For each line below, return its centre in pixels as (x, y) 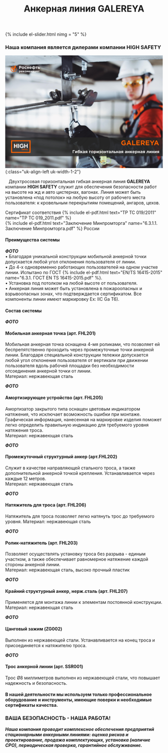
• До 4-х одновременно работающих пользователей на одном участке (82, 267)
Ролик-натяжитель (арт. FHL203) (41, 543)
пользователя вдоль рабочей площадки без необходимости (69, 366)
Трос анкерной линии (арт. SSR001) (44, 667)
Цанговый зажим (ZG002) (34, 629)
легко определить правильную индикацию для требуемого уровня (77, 425)
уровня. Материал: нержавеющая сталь (48, 522)
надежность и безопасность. (36, 683)
